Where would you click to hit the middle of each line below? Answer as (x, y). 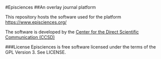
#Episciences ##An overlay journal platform (51, 7)
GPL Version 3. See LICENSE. (36, 52)
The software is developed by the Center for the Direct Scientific (72, 32)
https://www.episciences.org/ (36, 22)
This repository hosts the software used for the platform (63, 17)
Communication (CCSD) (30, 37)
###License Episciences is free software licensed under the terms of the (80, 47)
